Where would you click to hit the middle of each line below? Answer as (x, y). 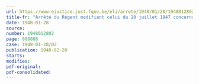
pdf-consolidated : (29, 72)
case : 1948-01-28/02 (32, 45)
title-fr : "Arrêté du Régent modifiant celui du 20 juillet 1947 (88, 17)
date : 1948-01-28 (28, 22)
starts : (16, 56)
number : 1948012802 (30, 34)
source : (16, 28)
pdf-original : (24, 67)
